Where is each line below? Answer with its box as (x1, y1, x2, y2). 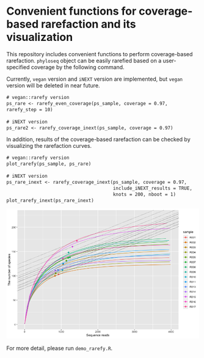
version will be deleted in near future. (6, 81, 100, 89)
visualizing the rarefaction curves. (6, 142, 92, 149)
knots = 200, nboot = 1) (112, 191, 176, 197)
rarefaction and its (40, 17, 136, 31)
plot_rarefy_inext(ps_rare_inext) (6, 197, 95, 203)
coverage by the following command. (31, 63, 125, 71)
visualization (6, 31, 73, 44)
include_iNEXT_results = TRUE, (112, 185, 192, 191)
